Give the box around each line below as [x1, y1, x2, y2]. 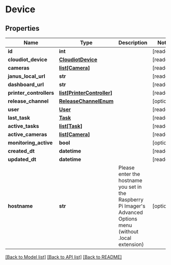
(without [118, 228, 138, 235]
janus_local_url [8, 73, 45, 80]
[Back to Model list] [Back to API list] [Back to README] [5, 254, 122, 260]
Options [118, 215, 137, 222]
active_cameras [8, 131, 47, 138]
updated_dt [8, 156, 37, 163]
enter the [118, 170, 140, 178]
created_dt [8, 147, 35, 154]
